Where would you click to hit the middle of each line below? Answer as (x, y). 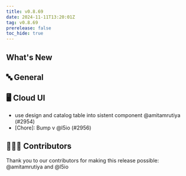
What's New (29, 57)
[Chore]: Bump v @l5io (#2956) (53, 128)
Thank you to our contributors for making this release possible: (83, 160)
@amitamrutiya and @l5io (37, 167)
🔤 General (25, 77)
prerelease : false (29, 28)
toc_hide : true (25, 34)
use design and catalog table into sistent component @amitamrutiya (97, 115)
